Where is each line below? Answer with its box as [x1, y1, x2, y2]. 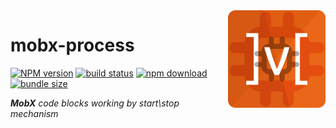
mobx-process [10, 34, 135, 57]
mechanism [10, 107, 59, 119]
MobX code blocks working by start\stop [10, 97, 180, 109]
